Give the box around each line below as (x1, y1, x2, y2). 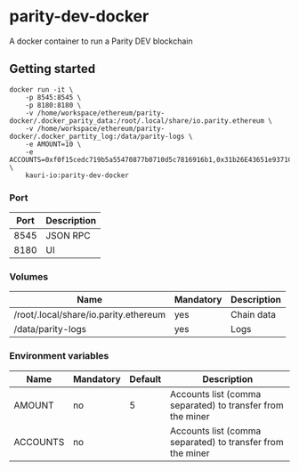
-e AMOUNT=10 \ (25, 140, 82, 149)
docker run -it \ (9, 85, 74, 94)
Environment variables (9, 350, 109, 362)
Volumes (9, 270, 49, 282)
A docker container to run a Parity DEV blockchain (9, 36, 193, 46)
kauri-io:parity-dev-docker (25, 171, 129, 180)
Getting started (9, 61, 96, 77)
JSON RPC (45, 230, 91, 242)
